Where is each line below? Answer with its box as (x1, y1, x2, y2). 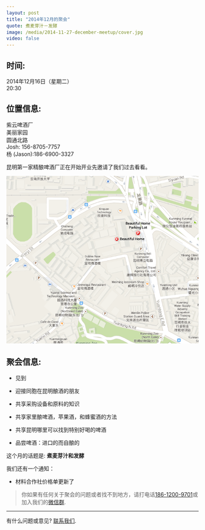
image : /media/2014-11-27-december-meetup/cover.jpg (6, 29, 143, 35)
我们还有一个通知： (6, 465, 55, 472)
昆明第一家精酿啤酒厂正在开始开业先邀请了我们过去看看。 (6, 163, 151, 171)
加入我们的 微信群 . (21, 498, 66, 506)
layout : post (6, 10, 40, 16)
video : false (6, 35, 40, 42)
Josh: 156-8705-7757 (6, 143, 60, 150)
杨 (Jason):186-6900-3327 (6, 150, 74, 158)
